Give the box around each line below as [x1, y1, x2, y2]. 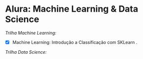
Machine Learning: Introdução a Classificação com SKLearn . [12, 39, 138, 45]
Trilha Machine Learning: [5, 30, 57, 36]
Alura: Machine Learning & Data [5, 3, 139, 15]
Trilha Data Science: [5, 49, 47, 55]
